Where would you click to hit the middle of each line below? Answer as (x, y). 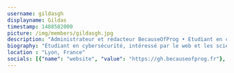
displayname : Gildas (37, 20)
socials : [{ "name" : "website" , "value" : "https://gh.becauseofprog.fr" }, (117, 59)
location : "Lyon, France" (46, 53)
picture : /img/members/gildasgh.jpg (60, 33)
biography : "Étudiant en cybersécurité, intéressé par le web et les (110, 46)
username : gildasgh (36, 14)
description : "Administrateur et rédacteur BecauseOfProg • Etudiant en (115, 40)
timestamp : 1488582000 (40, 26)
